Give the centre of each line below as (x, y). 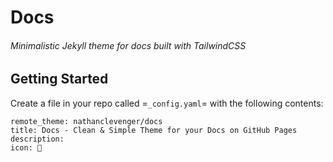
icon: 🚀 (26, 147)
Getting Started (59, 79)
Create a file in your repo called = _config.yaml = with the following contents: (167, 103)
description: (37, 139)
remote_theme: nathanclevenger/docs (86, 121)
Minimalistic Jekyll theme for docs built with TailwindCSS (128, 45)
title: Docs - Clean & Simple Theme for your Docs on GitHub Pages (154, 130)
